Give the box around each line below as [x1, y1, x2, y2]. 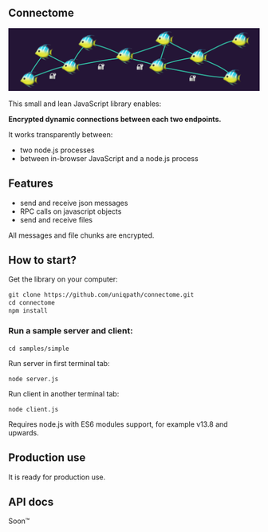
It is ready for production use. [8, 472, 106, 482]
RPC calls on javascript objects [19, 207, 122, 216]
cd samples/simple [8, 345, 69, 353]
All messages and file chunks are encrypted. [8, 231, 155, 240]
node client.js [8, 405, 59, 413]
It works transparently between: [8, 129, 113, 139]
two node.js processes [19, 145, 95, 155]
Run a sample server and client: [8, 325, 133, 337]
